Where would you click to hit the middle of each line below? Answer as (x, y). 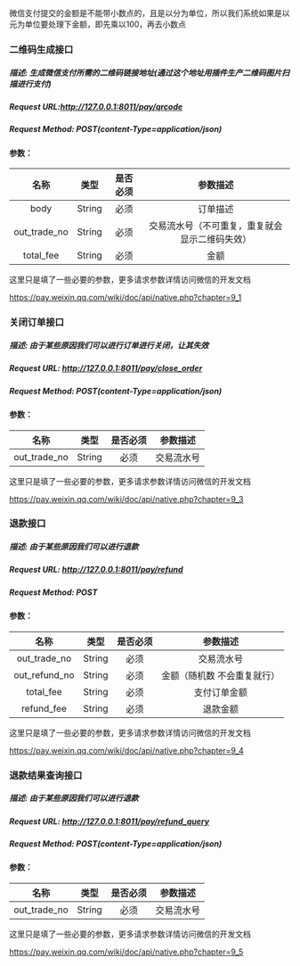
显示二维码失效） (215, 239)
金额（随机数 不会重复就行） (221, 675)
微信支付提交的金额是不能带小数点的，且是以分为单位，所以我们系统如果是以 (150, 13)
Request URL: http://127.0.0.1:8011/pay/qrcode (96, 106)
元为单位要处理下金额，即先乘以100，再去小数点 (98, 24)
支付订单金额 (220, 692)
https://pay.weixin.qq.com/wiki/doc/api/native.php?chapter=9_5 (126, 952)
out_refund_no (44, 674)
